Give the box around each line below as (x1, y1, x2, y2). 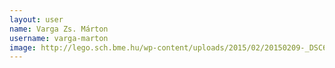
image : (9, 42, 37, 53)
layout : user (9, 14, 64, 25)
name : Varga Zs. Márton (9, 24, 109, 34)
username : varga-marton (9, 33, 109, 43)
